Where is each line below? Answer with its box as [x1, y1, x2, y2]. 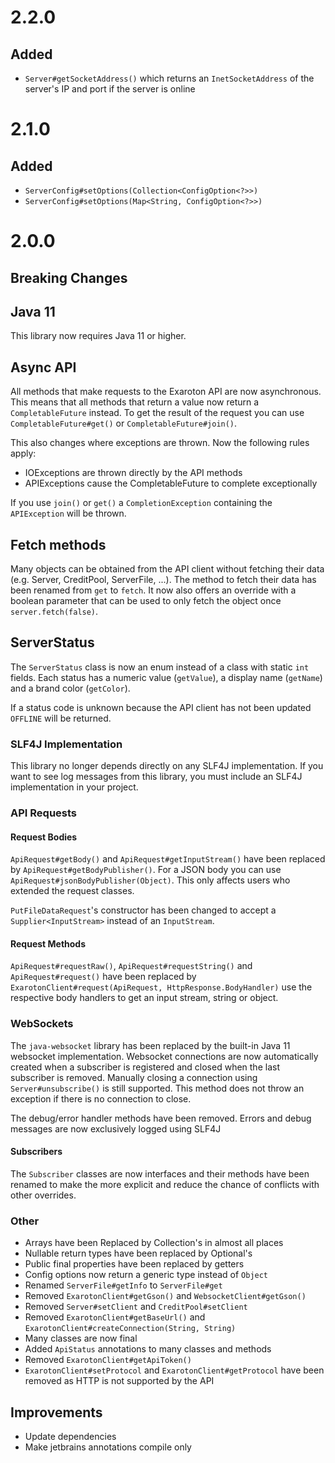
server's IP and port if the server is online [24, 83, 196, 95]
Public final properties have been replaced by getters [24, 1258, 245, 1270]
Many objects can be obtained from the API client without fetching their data [10, 563, 325, 575]
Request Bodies [10, 831, 78, 843]
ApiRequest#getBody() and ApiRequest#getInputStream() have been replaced [10, 853, 326, 865]
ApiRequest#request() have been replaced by [10, 971, 197, 983]
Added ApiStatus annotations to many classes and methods [24, 1343, 272, 1355]
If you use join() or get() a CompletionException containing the [10, 497, 273, 509]
